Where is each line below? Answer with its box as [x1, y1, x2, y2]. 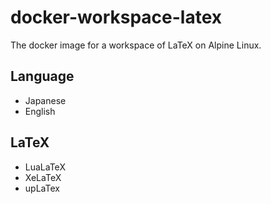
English [24, 105, 56, 117]
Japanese [24, 94, 67, 106]
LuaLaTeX [24, 161, 66, 173]
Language [10, 68, 75, 85]
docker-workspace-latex [10, 6, 223, 29]
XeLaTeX [24, 171, 62, 183]
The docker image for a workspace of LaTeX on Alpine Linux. [10, 39, 262, 51]
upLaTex [24, 182, 60, 194]
